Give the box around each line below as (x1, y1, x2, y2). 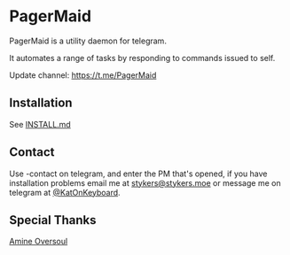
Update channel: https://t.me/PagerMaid (9, 69, 157, 81)
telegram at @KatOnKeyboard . (9, 187, 121, 197)
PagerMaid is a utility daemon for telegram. (9, 35, 167, 46)
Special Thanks (9, 212, 97, 228)
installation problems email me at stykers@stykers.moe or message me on (9, 177, 281, 188)
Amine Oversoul (9, 236, 68, 247)
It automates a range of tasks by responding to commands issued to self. (9, 52, 276, 63)
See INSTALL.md (9, 119, 71, 129)
